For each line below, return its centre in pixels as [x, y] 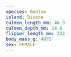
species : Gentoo [26, 12]
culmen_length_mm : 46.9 [35, 23]
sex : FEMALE [20, 45]
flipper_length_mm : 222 [35, 34]
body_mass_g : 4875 [29, 39]
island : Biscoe [25, 17]
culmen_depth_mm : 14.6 [34, 28]
